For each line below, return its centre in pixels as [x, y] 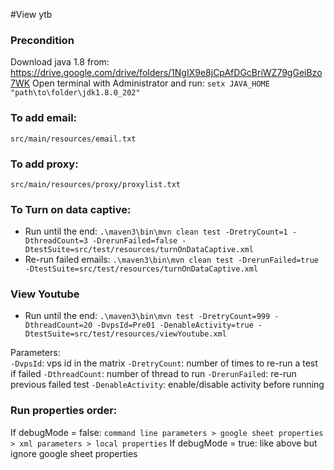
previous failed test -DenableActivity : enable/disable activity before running [167, 385]
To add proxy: [44, 164]
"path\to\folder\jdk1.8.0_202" [75, 93]
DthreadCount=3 [56, 241]
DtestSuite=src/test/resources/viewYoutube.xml [125, 334]
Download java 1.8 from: [60, 62]
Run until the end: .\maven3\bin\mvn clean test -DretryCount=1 [156, 231]
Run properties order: [64, 411]
